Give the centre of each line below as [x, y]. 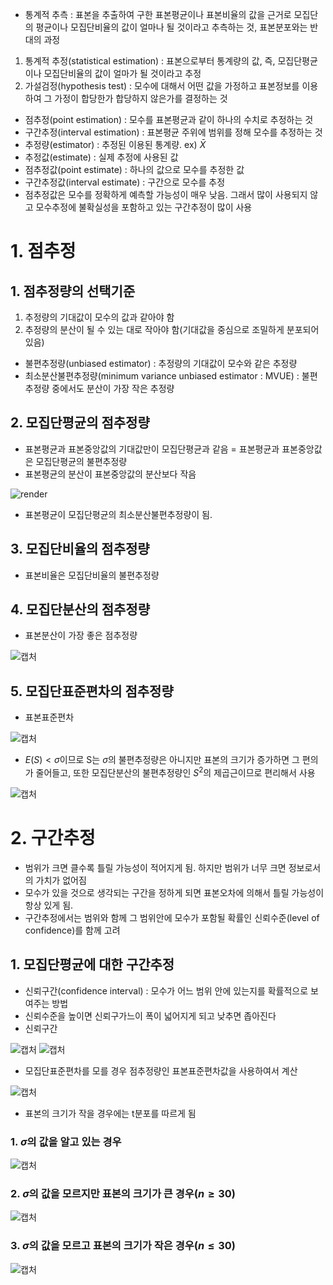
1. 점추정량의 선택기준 [73, 291]
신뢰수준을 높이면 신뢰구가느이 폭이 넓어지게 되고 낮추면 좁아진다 [150, 1015]
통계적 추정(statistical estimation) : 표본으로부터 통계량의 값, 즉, [150, 61]
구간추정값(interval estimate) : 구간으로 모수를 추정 [125, 182]
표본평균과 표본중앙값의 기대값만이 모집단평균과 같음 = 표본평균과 [152, 449]
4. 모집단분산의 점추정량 [80, 609]
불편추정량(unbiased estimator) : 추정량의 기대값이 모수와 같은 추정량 [161, 363]
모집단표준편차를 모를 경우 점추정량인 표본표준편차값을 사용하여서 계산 [161, 1070]
